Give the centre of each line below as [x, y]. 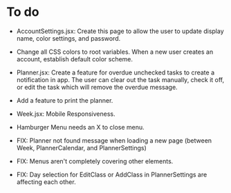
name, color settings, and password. [68, 38]
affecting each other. [46, 182]
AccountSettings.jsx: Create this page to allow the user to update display [120, 31]
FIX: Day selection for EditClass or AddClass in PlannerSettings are [112, 174]
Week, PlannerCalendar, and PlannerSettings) [81, 148]
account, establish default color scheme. [74, 59]
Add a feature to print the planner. [65, 100]
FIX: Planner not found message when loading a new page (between [114, 140]
